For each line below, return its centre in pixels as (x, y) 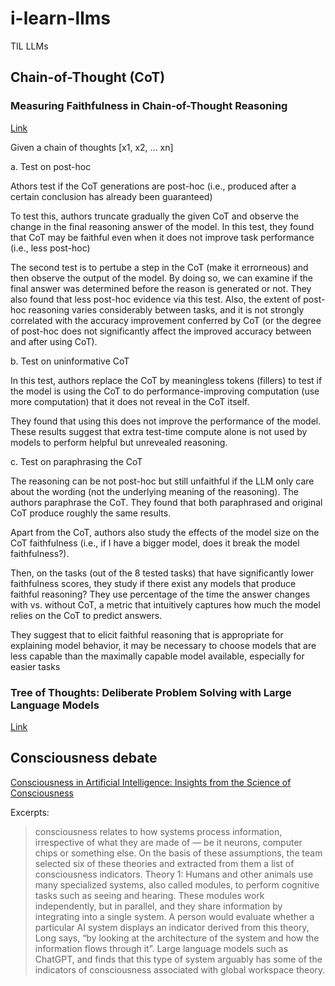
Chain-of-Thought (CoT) (88, 77)
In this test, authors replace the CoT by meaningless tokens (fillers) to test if (166, 380)
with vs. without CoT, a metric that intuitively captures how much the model (165, 604)
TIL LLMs (29, 46)
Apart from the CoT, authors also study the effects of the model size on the (165, 532)
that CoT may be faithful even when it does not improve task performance (162, 237)
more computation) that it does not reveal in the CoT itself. (130, 401)
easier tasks (35, 666)
